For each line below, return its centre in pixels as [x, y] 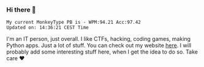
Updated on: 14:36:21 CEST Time [47, 28]
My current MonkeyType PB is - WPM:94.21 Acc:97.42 [74, 23]
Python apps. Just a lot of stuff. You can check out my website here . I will [99, 46]
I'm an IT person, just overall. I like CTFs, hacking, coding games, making [99, 39]
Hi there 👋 [21, 10]
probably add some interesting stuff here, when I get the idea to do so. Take [102, 52]
